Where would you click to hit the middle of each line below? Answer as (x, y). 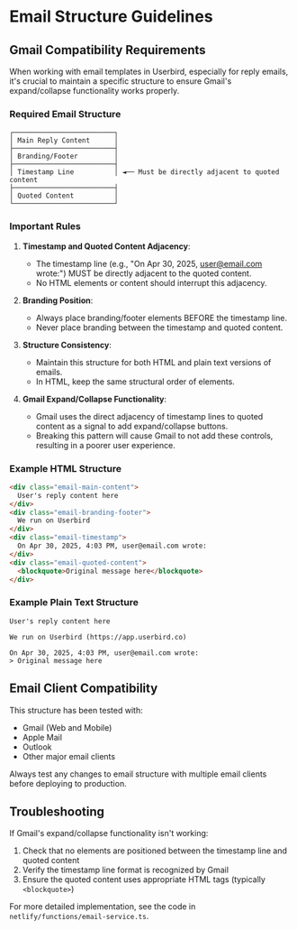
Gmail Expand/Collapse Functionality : (94, 399)
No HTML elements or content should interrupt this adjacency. (151, 282)
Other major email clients (68, 756)
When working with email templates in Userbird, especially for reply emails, (149, 71)
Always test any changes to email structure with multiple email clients (138, 774)
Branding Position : (58, 300)
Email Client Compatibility (84, 689)
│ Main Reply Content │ (64, 141)
